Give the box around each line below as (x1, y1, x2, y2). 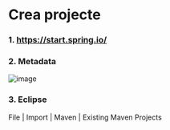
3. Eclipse (8, 94, 47, 105)
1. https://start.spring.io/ (8, 35, 107, 46)
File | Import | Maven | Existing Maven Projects (8, 112, 162, 122)
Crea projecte (8, 6, 102, 24)
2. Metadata (8, 56, 57, 67)
